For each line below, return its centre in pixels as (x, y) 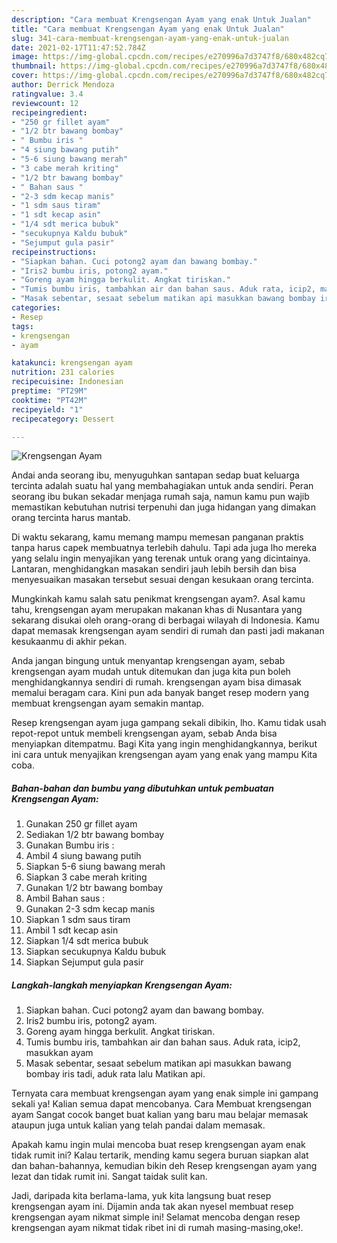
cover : (25, 76)
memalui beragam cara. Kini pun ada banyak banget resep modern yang (160, 693)
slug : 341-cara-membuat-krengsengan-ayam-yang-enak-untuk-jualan (150, 38)
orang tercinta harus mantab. (71, 518)
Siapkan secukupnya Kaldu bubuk (96, 952)
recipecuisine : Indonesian (67, 382)
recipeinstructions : (54, 252)
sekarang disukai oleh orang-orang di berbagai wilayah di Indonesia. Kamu (165, 620)
